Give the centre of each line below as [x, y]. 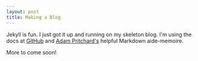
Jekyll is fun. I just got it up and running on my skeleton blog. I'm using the [99, 34]
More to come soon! [31, 52]
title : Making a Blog [34, 17]
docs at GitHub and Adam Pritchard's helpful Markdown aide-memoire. [95, 41]
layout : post [23, 12]
